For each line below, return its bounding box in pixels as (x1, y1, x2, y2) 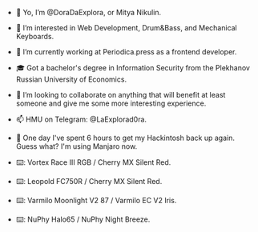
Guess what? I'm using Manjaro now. (15, 142, 138, 151)
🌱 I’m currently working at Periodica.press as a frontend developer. (15, 47, 237, 56)
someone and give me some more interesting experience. (15, 98, 207, 108)
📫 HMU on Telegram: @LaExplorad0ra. (15, 114, 147, 124)
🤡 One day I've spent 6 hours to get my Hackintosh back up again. (15, 133, 235, 142)
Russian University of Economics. (15, 74, 127, 84)
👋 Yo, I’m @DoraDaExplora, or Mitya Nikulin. (15, 8, 162, 17)
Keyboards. (15, 32, 54, 41)
